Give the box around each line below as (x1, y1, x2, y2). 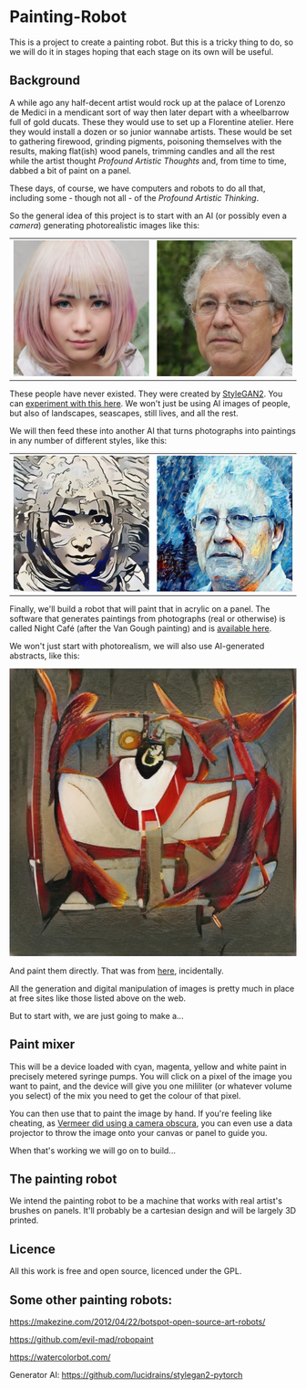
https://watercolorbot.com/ (9, 1352, 111, 1363)
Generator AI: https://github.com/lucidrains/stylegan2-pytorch (9, 1370, 243, 1380)
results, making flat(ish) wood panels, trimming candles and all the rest (9, 145, 275, 156)
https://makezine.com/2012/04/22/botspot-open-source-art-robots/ (9, 1317, 266, 1327)
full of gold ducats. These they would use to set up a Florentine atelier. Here (9, 116, 294, 127)
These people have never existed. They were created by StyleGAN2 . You (9, 388, 283, 399)
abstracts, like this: (9, 650, 80, 661)
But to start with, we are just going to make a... (9, 1010, 184, 1021)
